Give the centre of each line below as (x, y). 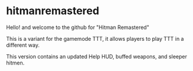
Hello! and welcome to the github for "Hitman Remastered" (78, 27)
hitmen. (15, 63)
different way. (23, 45)
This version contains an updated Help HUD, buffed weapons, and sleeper (97, 56)
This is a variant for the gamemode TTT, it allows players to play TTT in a (95, 38)
